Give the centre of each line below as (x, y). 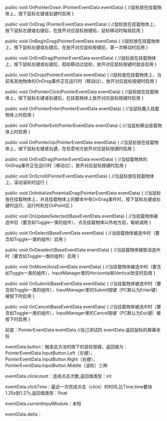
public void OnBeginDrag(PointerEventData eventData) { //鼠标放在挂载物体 (83, 41)
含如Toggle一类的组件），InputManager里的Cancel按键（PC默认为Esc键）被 (83, 313)
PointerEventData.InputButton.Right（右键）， (52, 359)
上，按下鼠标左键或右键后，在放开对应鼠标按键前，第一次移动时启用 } (77, 47)
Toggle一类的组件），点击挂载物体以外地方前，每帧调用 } (93, 222)
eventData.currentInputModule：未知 (43, 403)
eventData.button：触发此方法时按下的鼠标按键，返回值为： (67, 347)
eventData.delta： (24, 414)
